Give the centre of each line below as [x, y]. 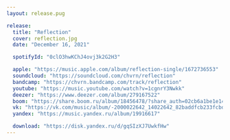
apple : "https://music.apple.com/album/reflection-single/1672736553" [116, 70]
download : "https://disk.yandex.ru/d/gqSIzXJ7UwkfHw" [91, 126]
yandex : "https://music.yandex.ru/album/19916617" [87, 114]
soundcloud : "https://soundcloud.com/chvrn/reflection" [94, 76]
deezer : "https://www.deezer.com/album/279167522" [87, 95]
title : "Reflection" [42, 32]
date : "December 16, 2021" [51, 45]
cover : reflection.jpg [45, 38]
